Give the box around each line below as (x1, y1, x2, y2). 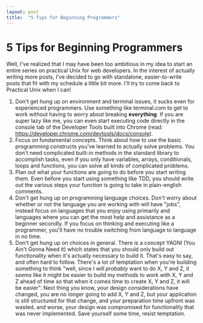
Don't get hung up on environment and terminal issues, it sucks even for (14, 98, 195, 105)
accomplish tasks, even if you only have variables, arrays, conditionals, (14, 155, 192, 163)
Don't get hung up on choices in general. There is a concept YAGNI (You (14, 240, 195, 247)
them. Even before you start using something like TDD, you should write (14, 175, 194, 182)
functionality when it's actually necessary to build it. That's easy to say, (14, 252, 193, 259)
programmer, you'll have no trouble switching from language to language (14, 226, 197, 233)
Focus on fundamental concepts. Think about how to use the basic (14, 137, 181, 144)
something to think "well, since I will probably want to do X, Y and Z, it (14, 265, 190, 272)
